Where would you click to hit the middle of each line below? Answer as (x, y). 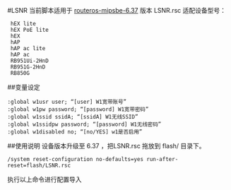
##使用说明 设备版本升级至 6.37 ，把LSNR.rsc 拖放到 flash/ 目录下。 (107, 146)
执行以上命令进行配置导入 (45, 179)
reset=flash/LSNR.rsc (39, 165)
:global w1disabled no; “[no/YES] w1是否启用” (75, 132)
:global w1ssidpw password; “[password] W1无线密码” (84, 124)
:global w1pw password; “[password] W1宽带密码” (78, 109)
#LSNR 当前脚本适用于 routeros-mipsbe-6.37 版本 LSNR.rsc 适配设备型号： (117, 10)
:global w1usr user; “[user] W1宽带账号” (67, 102)
